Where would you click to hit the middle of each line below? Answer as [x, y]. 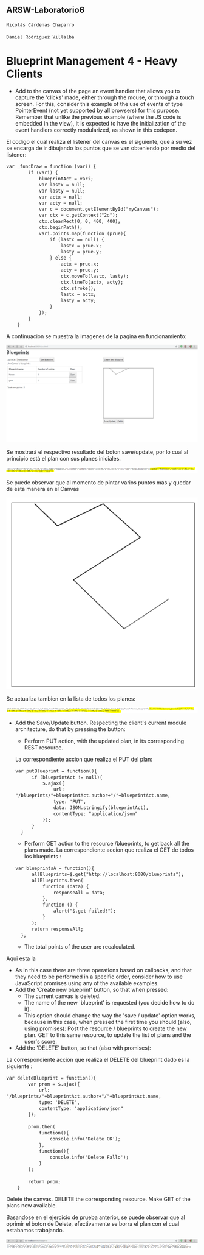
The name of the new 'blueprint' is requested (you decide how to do [109, 1003]
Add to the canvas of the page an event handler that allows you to [97, 91]
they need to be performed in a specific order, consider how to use [99, 977]
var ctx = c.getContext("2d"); [78, 215]
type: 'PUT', [70, 802]
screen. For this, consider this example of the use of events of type [99, 104]
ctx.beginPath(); [61, 227]
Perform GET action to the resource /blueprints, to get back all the [107, 844]
